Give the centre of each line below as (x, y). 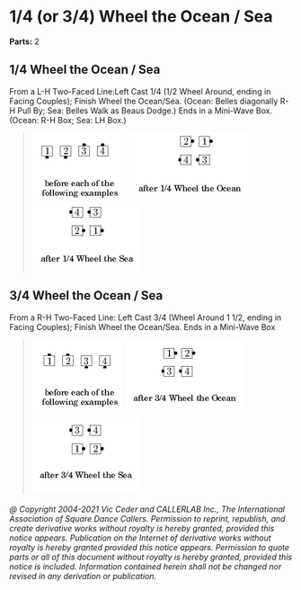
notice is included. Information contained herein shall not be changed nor (146, 567)
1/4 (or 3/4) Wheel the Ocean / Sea (141, 17)
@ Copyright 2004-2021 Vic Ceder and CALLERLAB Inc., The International (147, 509)
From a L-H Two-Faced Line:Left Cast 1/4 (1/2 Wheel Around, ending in (140, 91)
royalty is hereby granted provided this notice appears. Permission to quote (150, 548)
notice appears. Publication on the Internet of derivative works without (140, 538)
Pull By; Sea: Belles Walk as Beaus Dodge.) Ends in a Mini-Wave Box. (145, 111)
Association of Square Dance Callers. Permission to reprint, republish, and (147, 519)
